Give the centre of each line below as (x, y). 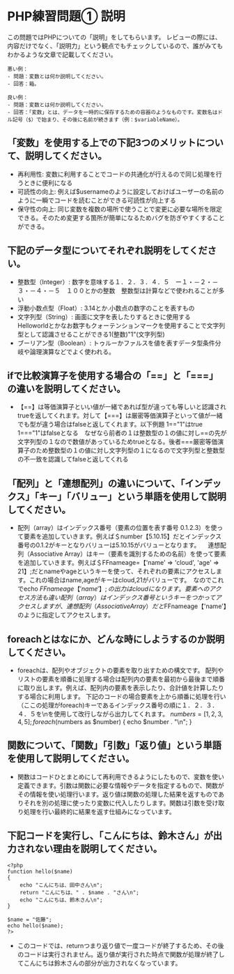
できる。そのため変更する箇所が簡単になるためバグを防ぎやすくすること (121, 217)
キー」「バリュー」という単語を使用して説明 (132, 496)
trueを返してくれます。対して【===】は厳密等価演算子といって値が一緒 (120, 415)
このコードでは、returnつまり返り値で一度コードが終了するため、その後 (120, 945)
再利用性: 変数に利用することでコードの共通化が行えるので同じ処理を (116, 174)
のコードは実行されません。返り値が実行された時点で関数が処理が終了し (121, 954)
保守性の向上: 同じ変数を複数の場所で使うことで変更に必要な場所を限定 (120, 209)
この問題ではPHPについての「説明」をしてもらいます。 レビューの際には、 (114, 37)
